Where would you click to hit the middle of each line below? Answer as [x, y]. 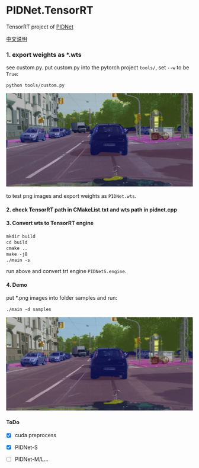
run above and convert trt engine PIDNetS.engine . [66, 271]
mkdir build [21, 237]
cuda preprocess [36, 435]
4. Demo [17, 284]
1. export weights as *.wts [44, 55]
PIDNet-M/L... [31, 459]
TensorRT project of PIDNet [40, 27]
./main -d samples [29, 310]
